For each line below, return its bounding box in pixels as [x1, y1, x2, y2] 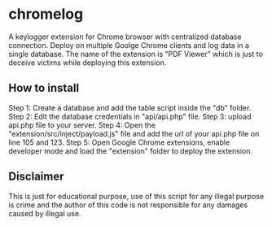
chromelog [8, 5, 84, 24]
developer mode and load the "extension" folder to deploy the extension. [8, 146, 253, 155]
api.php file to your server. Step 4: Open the [8, 120, 156, 130]
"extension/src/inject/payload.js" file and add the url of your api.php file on [8, 128, 260, 138]
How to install [8, 81, 80, 95]
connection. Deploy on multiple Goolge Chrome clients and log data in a [8, 40, 250, 50]
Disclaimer [8, 170, 64, 184]
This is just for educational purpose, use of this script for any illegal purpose [8, 191, 265, 201]
